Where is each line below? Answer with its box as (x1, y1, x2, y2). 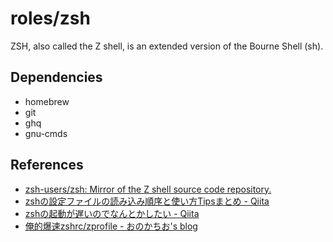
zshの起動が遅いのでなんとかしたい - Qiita (24, 207, 200, 219)
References (10, 157, 84, 174)
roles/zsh (10, 7, 91, 30)
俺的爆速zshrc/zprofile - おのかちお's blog (24, 220, 198, 232)
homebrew (24, 95, 70, 107)
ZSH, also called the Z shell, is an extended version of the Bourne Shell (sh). (10, 40, 324, 52)
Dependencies (10, 69, 103, 86)
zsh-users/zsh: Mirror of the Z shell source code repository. (24, 183, 272, 195)
